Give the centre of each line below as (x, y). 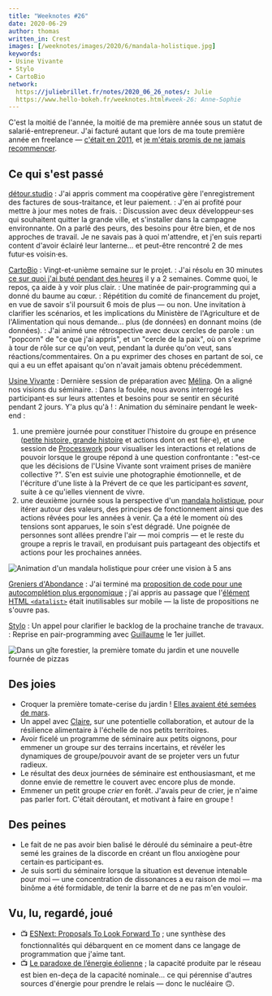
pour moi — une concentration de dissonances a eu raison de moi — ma (141, 879)
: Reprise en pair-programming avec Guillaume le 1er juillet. (107, 634)
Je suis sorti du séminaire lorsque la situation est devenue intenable (134, 870)
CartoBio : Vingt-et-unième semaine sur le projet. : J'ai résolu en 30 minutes (136, 270)
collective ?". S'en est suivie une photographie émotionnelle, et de (131, 475)
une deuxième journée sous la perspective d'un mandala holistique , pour (142, 501)
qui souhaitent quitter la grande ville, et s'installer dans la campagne (123, 220)
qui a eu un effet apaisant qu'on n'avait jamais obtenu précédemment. (125, 365)
